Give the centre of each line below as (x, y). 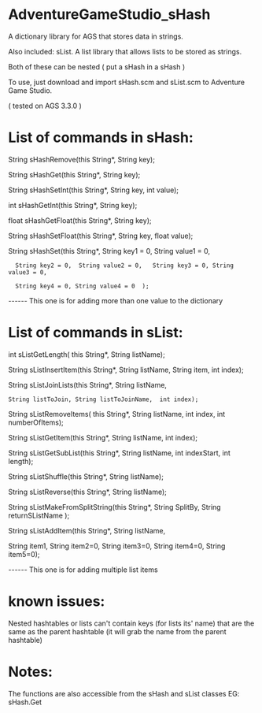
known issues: (57, 601)
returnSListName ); (39, 515)
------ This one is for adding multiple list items (83, 570)
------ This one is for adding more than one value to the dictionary (116, 300)
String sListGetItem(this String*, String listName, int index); (103, 437)
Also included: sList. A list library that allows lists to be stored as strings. (125, 51)
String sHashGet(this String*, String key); (74, 174)
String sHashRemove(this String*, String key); (82, 159)
